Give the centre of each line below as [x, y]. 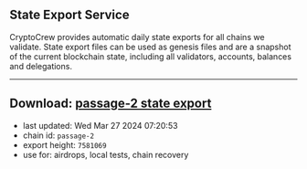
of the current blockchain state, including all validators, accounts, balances [151, 56]
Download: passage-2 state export [111, 104]
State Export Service [69, 15]
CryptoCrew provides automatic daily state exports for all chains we [137, 37]
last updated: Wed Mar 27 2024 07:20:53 [100, 125]
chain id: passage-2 [58, 135]
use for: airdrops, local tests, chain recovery [106, 154]
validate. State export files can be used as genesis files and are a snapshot [150, 47]
